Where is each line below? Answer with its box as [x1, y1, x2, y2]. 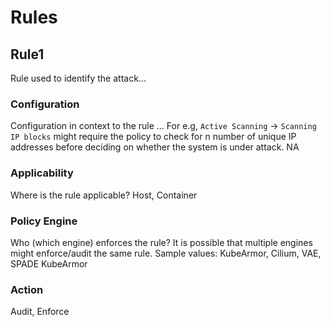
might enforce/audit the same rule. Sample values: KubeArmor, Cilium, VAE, [10, 247, 322, 259]
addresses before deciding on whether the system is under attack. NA [10, 141, 300, 153]
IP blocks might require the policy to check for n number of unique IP [10, 131, 297, 143]
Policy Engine [10, 214, 78, 228]
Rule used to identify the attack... [10, 72, 147, 84]
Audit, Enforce [10, 306, 70, 318]
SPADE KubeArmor [10, 257, 88, 270]
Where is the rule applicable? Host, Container [10, 189, 198, 201]
